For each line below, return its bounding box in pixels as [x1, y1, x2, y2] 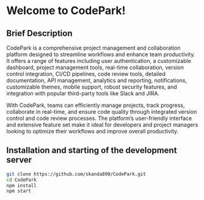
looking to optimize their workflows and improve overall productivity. [6, 128, 179, 135]
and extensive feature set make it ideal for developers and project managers [6, 121, 199, 128]
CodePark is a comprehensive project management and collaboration [6, 44, 181, 51]
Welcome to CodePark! [6, 4, 126, 18]
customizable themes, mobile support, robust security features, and [6, 83, 177, 91]
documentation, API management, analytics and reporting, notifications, [6, 77, 188, 84]
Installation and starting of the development [6, 145, 177, 156]
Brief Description [6, 28, 73, 39]
